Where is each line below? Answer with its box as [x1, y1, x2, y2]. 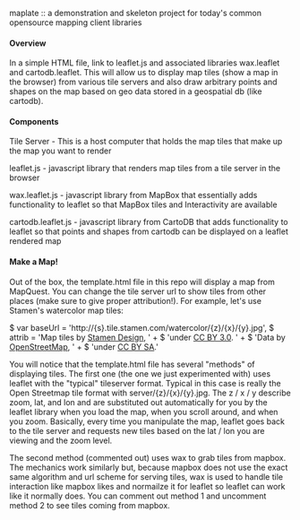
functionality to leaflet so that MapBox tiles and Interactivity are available [9, 199, 278, 210]
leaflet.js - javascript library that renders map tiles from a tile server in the [9, 163, 280, 174]
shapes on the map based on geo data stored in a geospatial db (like [9, 86, 262, 97]
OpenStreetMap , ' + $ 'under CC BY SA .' [9, 341, 159, 352]
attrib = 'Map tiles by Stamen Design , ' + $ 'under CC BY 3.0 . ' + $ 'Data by [9, 332, 287, 342]
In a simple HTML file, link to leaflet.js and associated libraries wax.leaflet [9, 57, 280, 68]
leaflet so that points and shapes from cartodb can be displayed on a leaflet [9, 226, 288, 237]
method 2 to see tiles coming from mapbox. [9, 499, 170, 510]
